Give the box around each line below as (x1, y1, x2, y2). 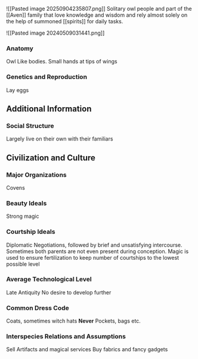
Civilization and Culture (6, 153, 95, 163)
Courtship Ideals (6, 227, 55, 236)
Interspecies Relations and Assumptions (6, 332, 126, 340)
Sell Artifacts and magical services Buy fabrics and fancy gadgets (6, 346, 168, 353)
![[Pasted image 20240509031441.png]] (6, 29, 105, 36)
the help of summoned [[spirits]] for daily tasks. (6, 18, 123, 25)
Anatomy (6, 44, 34, 53)
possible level (6, 260, 40, 267)
